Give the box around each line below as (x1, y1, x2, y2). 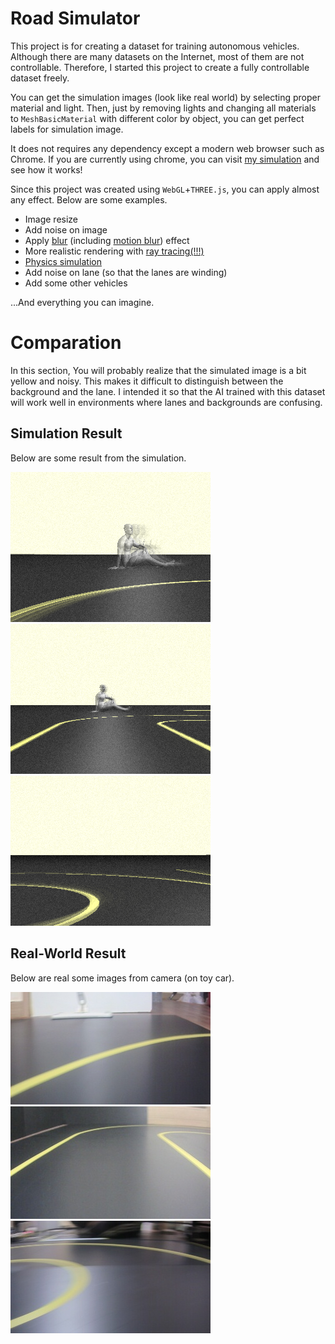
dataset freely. (10, 72, 70, 84)
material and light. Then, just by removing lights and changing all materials (10, 102, 317, 114)
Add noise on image (24, 223, 108, 236)
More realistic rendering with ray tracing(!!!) (24, 245, 205, 257)
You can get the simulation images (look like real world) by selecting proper (10, 91, 321, 103)
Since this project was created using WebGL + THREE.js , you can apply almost (10, 183, 320, 195)
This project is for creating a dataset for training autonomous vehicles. (10, 40, 300, 52)
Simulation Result (10, 425, 123, 442)
